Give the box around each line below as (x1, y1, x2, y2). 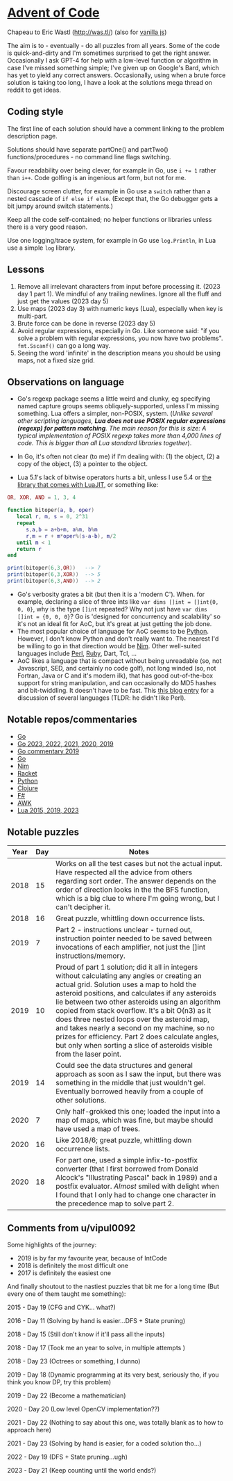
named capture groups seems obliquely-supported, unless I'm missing (17, 402, 220, 410)
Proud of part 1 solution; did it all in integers (55, 962, 198, 972)
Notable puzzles (7, 826, 80, 838)
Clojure (17, 784, 38, 792)
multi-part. (17, 312, 49, 320)
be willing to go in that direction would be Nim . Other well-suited (17, 641, 201, 650)
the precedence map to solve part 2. (55, 1199, 175, 1208)
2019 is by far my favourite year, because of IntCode (17, 1254, 168, 1263)
